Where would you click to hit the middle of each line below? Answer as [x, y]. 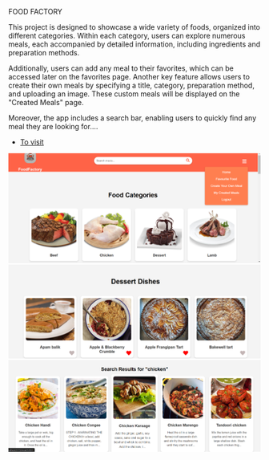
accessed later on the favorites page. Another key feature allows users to [129, 77]
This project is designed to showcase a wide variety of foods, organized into [134, 27]
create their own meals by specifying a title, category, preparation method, [131, 85]
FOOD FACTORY [35, 12]
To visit [32, 142]
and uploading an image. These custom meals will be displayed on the [124, 94]
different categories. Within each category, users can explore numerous [127, 36]
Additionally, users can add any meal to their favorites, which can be [121, 68]
